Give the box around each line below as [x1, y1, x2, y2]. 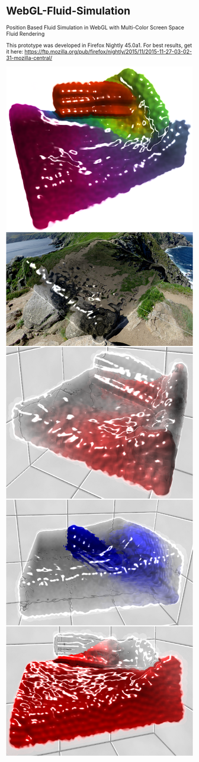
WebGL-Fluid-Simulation [6, 4, 131, 18]
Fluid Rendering [6, 30, 45, 37]
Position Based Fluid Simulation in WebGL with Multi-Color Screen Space [6, 24, 185, 31]
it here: [6, 48, 24, 55]
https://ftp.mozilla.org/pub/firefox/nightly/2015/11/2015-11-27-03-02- [24, 48, 192, 55]
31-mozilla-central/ [6, 54, 53, 61]
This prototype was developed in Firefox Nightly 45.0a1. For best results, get [6, 42, 192, 49]
